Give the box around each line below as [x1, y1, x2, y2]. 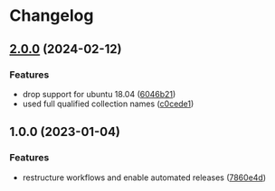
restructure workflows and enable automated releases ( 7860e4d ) [22, 172, 267, 183]
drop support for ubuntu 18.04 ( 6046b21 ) [22, 88, 176, 99]
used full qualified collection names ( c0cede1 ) [22, 98, 194, 109]
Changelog [9, 5, 94, 26]
